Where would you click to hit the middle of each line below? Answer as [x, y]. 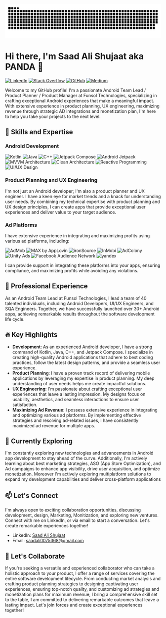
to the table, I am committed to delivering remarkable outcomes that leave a [82, 600]
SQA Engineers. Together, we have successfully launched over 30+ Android [82, 309]
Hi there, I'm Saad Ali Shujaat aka [75, 56]
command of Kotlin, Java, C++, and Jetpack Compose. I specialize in [83, 352]
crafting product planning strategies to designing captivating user [72, 584]
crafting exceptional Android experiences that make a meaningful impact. [80, 101]
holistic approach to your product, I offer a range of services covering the [80, 573]
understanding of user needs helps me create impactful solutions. [79, 383]
